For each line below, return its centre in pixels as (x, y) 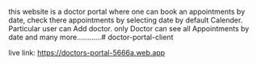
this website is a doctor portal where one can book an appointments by (126, 12)
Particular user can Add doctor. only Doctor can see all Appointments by (129, 28)
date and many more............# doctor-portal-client (91, 37)
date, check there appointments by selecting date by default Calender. (126, 20)
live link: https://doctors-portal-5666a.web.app (87, 53)
